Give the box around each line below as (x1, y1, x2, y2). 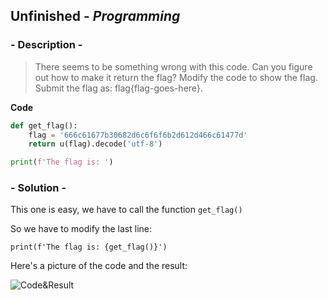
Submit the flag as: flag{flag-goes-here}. (34, 82, 203, 94)
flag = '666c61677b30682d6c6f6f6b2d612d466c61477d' (28, 130, 248, 140)
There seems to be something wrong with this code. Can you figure (34, 60, 313, 73)
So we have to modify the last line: (10, 223, 152, 235)
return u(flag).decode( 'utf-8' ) (28, 139, 163, 149)
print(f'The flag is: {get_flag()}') (10, 242, 168, 253)
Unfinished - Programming (10, 8, 181, 25)
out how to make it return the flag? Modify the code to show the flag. (34, 71, 318, 83)
